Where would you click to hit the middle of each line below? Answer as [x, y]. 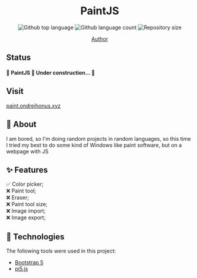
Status [19, 58]
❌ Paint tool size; [27, 204]
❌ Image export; [26, 217]
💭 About [21, 124]
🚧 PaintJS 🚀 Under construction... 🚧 [50, 72]
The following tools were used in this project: [61, 251]
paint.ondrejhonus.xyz [34, 106]
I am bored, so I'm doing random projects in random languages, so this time [99, 138]
